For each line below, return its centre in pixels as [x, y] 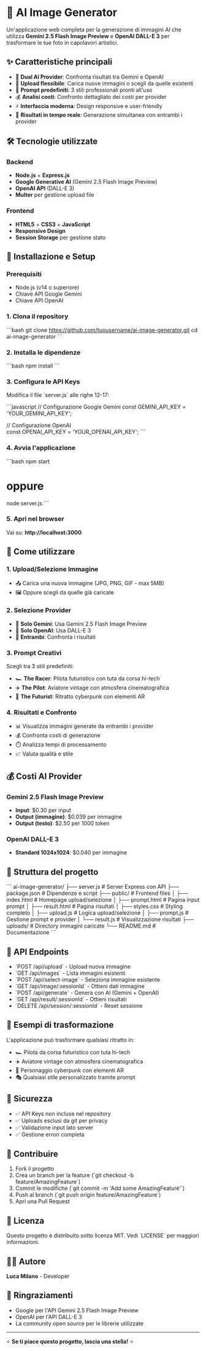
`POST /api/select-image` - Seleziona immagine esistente [88, 980]
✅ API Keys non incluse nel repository [63, 1113]
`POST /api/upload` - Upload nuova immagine [73, 967]
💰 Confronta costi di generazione [58, 735]
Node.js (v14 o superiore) [47, 288]
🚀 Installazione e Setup [51, 257]
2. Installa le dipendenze [44, 352]
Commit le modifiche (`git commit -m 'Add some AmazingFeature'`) [100, 1188]
